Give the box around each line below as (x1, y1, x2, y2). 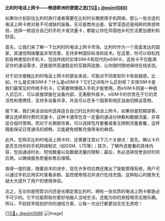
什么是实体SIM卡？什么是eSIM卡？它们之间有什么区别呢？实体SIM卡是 (13, 79, 156, 85)
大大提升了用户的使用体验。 (9, 178, 65, 184)
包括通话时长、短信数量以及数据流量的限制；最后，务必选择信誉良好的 (13, 149, 156, 155)
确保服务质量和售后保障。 (22, 155, 74, 161)
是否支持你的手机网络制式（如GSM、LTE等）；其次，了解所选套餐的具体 (5, 143, 150, 149)
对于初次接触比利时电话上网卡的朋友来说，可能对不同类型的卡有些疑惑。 (5, 73, 151, 79)
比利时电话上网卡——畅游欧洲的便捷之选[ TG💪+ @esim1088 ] (5, 5, 128, 10)
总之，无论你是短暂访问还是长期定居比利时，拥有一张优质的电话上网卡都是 (5, 189, 156, 194)
